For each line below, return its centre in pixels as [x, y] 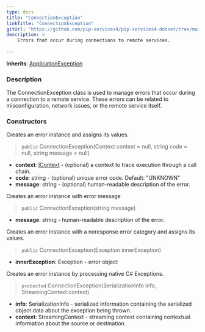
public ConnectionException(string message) [78, 208]
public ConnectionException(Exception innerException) [91, 250]
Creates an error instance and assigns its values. [68, 135]
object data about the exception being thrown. [73, 311]
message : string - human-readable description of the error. [90, 220]
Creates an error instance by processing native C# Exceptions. [85, 274]
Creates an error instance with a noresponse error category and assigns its [101, 232]
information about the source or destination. [70, 323]
